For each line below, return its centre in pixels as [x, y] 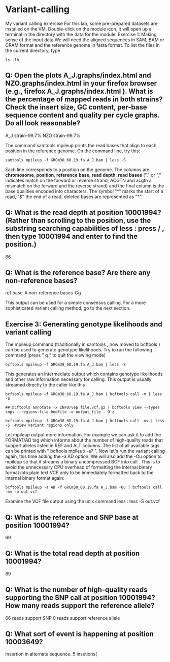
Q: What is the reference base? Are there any [78, 273]
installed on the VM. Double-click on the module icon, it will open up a [78, 29]
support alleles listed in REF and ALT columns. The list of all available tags [82, 446]
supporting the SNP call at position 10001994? [80, 598]
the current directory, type [33, 50]
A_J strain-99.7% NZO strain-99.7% [43, 135]
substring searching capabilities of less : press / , [85, 228]
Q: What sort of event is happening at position [79, 634]
